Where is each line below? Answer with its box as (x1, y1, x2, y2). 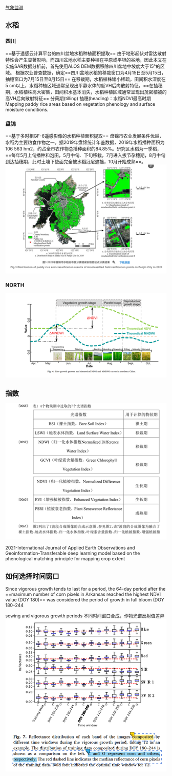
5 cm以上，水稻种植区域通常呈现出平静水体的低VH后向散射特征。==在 (5, 82, 154, 88)
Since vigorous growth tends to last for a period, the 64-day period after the (5, 586, 166, 592)
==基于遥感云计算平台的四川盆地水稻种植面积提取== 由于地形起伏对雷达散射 (5, 50, 166, 56)
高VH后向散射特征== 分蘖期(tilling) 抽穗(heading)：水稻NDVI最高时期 (5, 95, 151, 101)
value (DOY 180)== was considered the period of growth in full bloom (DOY (5, 597, 165, 603)
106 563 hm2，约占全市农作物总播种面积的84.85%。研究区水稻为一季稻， (5, 145, 162, 152)
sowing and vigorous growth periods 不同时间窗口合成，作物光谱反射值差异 (5, 613, 165, 619)
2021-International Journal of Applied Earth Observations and (5, 545, 135, 551)
